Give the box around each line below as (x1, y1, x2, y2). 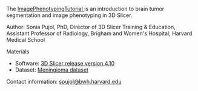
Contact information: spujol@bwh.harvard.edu (6, 78, 122, 85)
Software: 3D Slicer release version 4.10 (15, 60, 115, 67)
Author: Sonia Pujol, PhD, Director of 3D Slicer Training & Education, (6, 24, 176, 30)
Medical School (6, 36, 45, 43)
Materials (6, 48, 30, 55)
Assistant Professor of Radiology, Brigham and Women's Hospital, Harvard (6, 30, 193, 37)
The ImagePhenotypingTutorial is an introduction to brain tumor (6, 5, 165, 12)
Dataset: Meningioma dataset (15, 66, 89, 73)
